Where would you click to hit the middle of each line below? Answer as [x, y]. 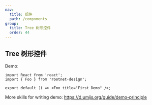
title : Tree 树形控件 [30, 28]
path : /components [29, 19]
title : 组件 [21, 14]
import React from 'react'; [34, 75]
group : [12, 23]
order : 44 [19, 33]
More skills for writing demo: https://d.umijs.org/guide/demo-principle [76, 97]
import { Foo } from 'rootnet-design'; [46, 79]
